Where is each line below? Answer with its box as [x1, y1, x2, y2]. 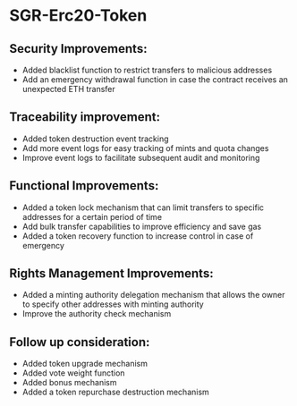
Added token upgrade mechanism [21, 359, 148, 369]
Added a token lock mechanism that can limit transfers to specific [21, 202, 265, 213]
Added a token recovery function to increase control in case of [21, 230, 254, 241]
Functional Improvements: [9, 178, 159, 193]
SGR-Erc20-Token [9, 5, 148, 26]
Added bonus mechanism [21, 377, 117, 388]
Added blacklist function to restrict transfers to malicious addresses [21, 64, 273, 75]
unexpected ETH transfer [21, 84, 116, 94]
